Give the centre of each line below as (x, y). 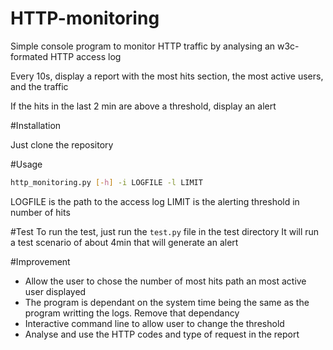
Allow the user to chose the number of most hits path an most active (165, 281)
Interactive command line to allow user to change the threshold (154, 323)
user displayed (55, 291)
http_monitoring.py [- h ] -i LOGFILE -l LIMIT (106, 182)
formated (29, 56)
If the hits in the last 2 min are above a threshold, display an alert (143, 106)
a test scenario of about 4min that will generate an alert (124, 242)
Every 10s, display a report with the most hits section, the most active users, (167, 76)
